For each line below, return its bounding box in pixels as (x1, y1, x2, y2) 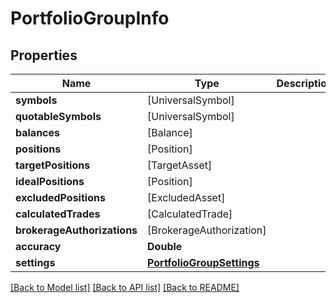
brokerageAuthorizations (15, 223, 138, 237)
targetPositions (15, 158, 91, 172)
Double (147, 240, 183, 253)
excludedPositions (15, 191, 106, 204)
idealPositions (15, 175, 85, 188)
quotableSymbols (15, 110, 102, 123)
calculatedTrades (15, 207, 101, 221)
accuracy (15, 240, 62, 253)
